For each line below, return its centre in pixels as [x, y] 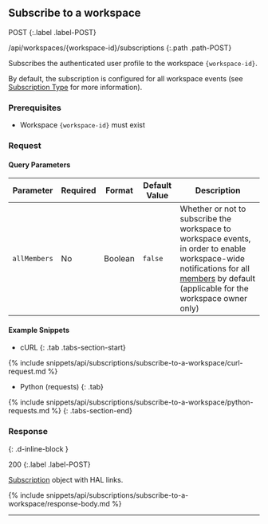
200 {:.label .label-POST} [49, 464]
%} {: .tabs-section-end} [92, 411]
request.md [27, 371]
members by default [217, 279]
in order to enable [213, 248]
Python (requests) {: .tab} [61, 387]
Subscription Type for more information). [75, 87]
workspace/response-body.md [59, 503]
